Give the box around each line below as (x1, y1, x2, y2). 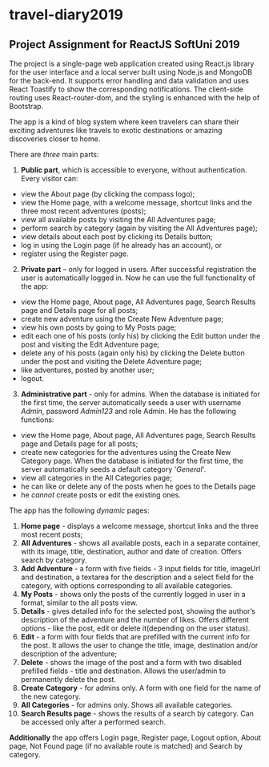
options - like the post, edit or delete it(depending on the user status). (20, 623, 251, 633)
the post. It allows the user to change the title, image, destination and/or (20, 640, 259, 650)
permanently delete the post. (20, 675, 117, 684)
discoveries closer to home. (9, 134, 101, 144)
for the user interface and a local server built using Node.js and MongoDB (9, 67, 253, 77)
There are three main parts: (9, 150, 99, 159)
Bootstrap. (9, 102, 44, 111)
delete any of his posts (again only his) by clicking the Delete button (20, 348, 245, 358)
